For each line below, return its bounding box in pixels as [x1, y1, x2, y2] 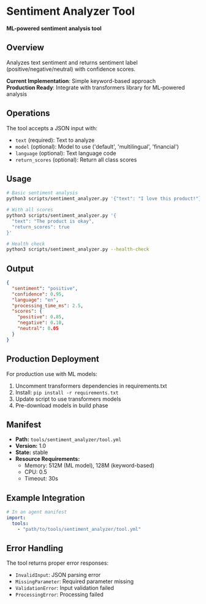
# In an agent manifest [6, 509, 67, 516]
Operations [6, 108, 50, 119]
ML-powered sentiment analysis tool [6, 25, 102, 32]
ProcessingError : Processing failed [15, 591, 104, 598]
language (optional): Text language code [15, 149, 116, 157]
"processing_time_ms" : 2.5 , [12, 302, 84, 308]
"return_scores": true [12, 224, 70, 230]
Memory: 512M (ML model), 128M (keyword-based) [24, 462, 155, 469]
